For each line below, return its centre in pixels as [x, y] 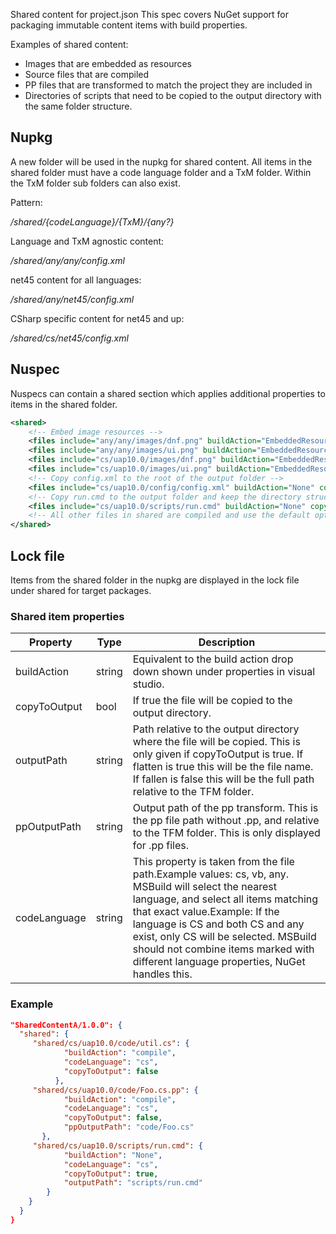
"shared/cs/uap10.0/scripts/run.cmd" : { [117, 1145]
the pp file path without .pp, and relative [226, 821]
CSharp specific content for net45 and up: [97, 318]
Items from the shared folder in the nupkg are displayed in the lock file [155, 580]
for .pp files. [161, 846]
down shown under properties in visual [224, 672]
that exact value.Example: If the [206, 912]
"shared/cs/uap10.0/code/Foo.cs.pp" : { [115, 1090]
